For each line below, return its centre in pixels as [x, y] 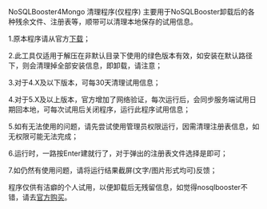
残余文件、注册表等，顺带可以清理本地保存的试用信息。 [106, 22]
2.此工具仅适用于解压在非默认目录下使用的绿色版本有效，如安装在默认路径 [131, 55]
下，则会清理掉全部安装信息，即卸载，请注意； [85, 65]
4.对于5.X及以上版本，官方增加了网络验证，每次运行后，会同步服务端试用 [129, 99]
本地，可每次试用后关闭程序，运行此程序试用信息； [106, 109]
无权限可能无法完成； [43, 136]
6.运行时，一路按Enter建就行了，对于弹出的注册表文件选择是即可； [118, 153]
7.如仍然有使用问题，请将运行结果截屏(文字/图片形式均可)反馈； [113, 170]
